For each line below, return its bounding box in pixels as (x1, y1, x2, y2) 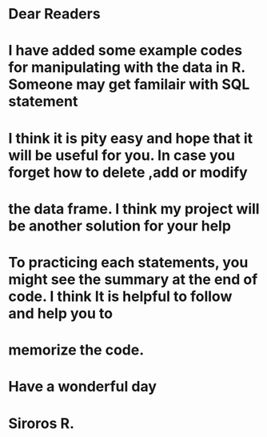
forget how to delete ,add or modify (8, 163, 248, 181)
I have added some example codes (8, 42, 242, 60)
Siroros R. (8, 414, 74, 432)
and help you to (8, 304, 114, 323)
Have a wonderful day (8, 378, 157, 396)
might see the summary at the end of (8, 270, 258, 288)
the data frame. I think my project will (8, 199, 260, 218)
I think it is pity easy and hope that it (8, 129, 253, 147)
